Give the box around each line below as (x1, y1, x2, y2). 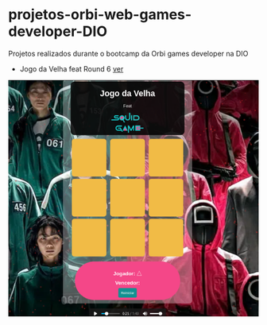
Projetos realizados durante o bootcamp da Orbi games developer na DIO (8, 48, 249, 58)
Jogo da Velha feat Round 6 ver (19, 64, 124, 73)
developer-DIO (8, 22, 108, 41)
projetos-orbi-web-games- (8, 6, 192, 24)
